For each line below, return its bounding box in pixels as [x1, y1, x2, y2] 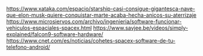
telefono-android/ [6, 43, 50, 51]
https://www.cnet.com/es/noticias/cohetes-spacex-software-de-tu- [6, 37, 176, 44]
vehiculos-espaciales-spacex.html [6, 24, 92, 31]
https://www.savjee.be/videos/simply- [93, 24, 188, 31]
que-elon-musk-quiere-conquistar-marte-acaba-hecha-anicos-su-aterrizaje [6, 11, 197, 19]
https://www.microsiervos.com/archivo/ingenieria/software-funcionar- [6, 18, 182, 25]
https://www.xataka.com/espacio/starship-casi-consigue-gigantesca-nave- [6, 5, 195, 12]
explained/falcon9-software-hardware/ [6, 31, 104, 38]
